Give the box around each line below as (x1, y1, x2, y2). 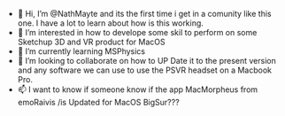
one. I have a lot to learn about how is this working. (17, 18, 204, 28)
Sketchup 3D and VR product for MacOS (17, 36, 166, 47)
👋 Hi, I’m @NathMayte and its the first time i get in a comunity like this (17, 9, 272, 19)
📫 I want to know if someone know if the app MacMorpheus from (17, 84, 258, 95)
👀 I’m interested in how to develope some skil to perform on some (17, 27, 258, 37)
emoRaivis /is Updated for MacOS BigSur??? (17, 97, 180, 107)
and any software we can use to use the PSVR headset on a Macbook (17, 65, 273, 75)
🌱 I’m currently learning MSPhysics (17, 46, 146, 57)
